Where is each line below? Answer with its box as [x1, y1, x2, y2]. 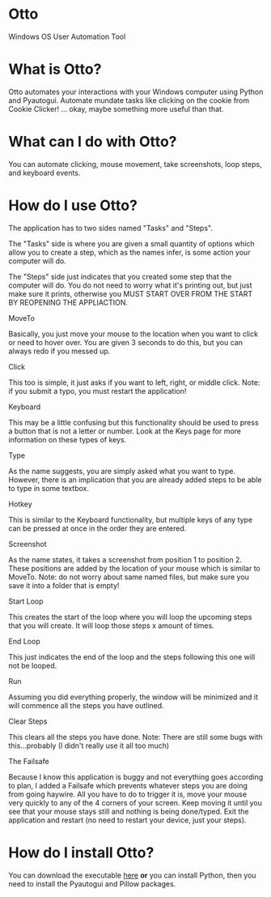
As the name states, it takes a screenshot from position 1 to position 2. [8, 554, 243, 564]
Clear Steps [8, 716, 48, 726]
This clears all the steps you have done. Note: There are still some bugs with [8, 732, 263, 741]
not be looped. [8, 660, 57, 670]
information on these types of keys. [8, 434, 127, 444]
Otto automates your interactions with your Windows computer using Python [8, 87, 264, 96]
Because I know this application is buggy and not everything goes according [8, 771, 264, 782]
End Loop [8, 636, 40, 646]
